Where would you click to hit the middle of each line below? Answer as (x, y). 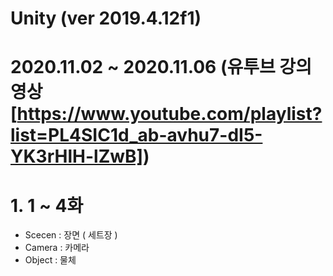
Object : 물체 (50, 260)
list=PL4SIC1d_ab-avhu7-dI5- (136, 135)
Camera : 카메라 (57, 248)
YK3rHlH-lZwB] (77, 156)
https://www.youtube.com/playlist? (169, 114)
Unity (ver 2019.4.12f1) (106, 18)
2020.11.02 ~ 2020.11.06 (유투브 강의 (161, 67)
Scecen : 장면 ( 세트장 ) (71, 235)
